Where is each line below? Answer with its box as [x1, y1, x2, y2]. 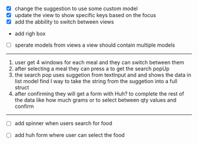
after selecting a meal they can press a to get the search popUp [14, 65, 170, 73]
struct [14, 84, 29, 91]
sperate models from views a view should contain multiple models [14, 41, 176, 49]
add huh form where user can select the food [14, 132, 125, 139]
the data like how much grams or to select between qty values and [14, 97, 177, 104]
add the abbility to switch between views [14, 18, 114, 25]
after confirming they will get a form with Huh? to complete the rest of [14, 90, 184, 97]
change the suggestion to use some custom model [14, 5, 138, 12]
